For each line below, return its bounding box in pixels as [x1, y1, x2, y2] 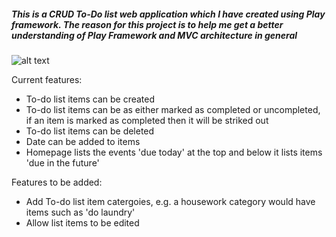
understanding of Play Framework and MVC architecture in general [11, 29, 298, 41]
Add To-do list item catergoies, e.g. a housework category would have [25, 195, 316, 207]
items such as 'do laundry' [25, 206, 136, 218]
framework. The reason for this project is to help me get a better [11, 18, 284, 30]
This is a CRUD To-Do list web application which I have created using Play [11, 8, 326, 20]
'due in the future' [25, 156, 100, 169]
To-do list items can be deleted [25, 125, 155, 137]
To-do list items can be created [25, 93, 156, 105]
